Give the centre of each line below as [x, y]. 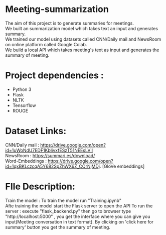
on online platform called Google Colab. [46, 44]
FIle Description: [40, 186]
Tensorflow [24, 105]
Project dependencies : [54, 76]
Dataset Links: [36, 131]
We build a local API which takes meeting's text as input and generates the [82, 50]
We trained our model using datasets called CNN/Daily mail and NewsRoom [83, 39]
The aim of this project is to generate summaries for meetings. [69, 23]
